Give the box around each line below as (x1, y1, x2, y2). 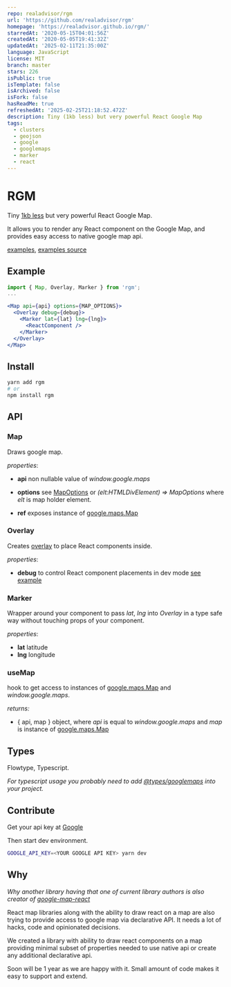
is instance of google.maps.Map (17, 725, 109, 733)
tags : (7, 119, 23, 127)
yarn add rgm (7, 379, 45, 386)
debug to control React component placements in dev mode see (17, 568, 201, 577)
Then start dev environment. (7, 837, 89, 845)
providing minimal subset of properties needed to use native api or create (7, 943, 216, 952)
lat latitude (17, 643, 48, 652)
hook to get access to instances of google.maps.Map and (7, 683, 172, 692)
